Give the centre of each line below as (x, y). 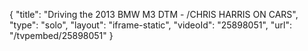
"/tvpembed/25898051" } (61, 35)
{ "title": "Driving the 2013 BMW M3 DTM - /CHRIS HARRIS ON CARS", (154, 14)
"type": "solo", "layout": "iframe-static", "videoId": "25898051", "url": (151, 25)
